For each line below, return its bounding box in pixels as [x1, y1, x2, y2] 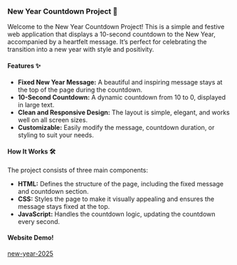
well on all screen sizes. [17, 115, 88, 124]
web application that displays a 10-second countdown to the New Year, [7, 30, 216, 38]
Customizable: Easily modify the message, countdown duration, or [17, 123, 215, 131]
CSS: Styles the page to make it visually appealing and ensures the [17, 195, 215, 203]
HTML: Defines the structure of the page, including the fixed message [17, 179, 224, 188]
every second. [17, 217, 60, 226]
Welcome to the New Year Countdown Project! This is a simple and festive [7, 23, 225, 31]
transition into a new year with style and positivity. [7, 45, 154, 54]
